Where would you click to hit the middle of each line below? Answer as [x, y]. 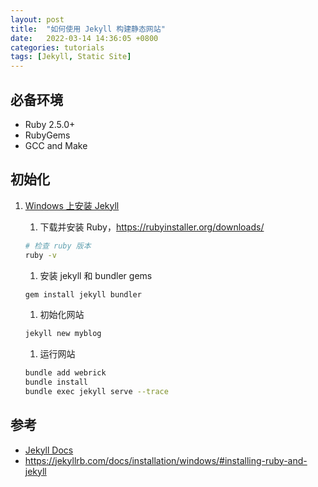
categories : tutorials [57, 47]
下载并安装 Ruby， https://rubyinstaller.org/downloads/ [152, 227]
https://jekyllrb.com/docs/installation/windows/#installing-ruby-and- [166, 460]
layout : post [37, 19]
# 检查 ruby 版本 [58, 246]
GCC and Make [56, 145]
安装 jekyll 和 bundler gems [96, 275]
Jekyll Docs [49, 450]
